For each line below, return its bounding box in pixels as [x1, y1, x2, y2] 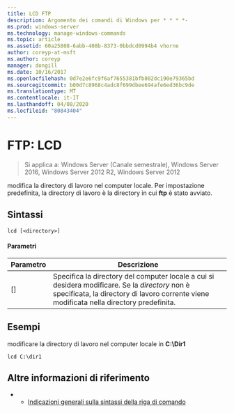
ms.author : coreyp [7, 56, 61, 63]
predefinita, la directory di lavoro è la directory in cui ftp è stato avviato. [7, 189, 213, 197]
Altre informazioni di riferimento [7, 372, 150, 384]
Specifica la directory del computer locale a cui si [52, 271, 214, 281]
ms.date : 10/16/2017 [7, 68, 68, 75]
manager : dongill [7, 62, 58, 69]
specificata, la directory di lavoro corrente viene [52, 288, 210, 298]
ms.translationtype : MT [7, 88, 77, 95]
